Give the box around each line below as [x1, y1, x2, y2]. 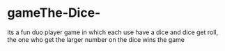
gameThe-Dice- [7, 5, 101, 21]
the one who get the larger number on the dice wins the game [7, 35, 185, 43]
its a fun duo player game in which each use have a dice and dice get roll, [7, 28, 218, 36]
